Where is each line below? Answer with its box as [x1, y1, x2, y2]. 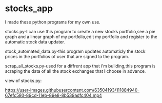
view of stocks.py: [5, 78, 42, 83]
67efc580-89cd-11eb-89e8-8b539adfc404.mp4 [5, 92, 102, 98]
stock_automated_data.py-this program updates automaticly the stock [5, 48, 145, 54]
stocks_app [5, 3, 53, 14]
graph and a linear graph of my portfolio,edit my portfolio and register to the [5, 34, 158, 40]
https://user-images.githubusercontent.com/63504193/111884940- [5, 87, 140, 93]
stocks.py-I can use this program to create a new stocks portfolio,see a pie [5, 28, 156, 34]
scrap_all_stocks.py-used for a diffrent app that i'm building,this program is [5, 63, 156, 69]
